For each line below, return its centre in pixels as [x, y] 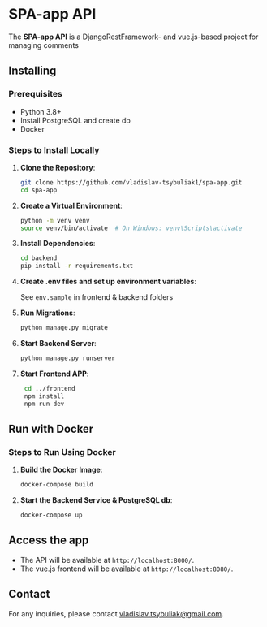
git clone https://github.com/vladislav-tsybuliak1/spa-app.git [131, 182]
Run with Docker [51, 428]
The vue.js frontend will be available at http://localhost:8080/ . [127, 569]
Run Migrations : [47, 313]
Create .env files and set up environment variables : [108, 282]
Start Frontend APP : [54, 374]
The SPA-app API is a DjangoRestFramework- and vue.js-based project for [133, 37]
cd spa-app [39, 190]
